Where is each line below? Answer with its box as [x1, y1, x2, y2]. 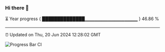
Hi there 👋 [5, 4, 29, 11]
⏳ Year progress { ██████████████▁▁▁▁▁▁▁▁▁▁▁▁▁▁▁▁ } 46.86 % [5, 16, 160, 22]
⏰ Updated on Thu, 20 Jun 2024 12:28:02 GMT [5, 32, 101, 38]
